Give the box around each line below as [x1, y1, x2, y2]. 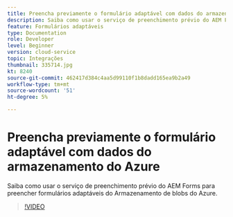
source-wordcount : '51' [7, 87, 76, 94]
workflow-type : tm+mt [7, 81, 70, 88]
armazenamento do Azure [7, 159, 161, 175]
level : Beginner [7, 42, 54, 49]
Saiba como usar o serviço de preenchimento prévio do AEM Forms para [7, 181, 215, 190]
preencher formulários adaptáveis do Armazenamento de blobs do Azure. [7, 189, 218, 197]
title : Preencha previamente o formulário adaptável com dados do [7, 10, 203, 17]
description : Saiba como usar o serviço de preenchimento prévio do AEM [7, 17, 222, 23]
